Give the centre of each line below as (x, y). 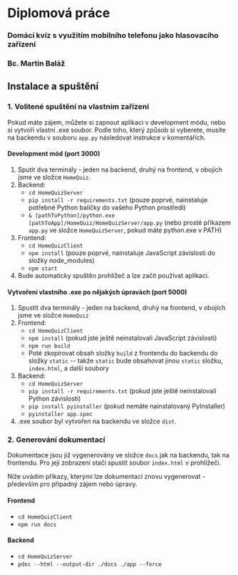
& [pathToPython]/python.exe (72, 215)
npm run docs (37, 524)
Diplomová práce (59, 13)
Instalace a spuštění (53, 87)
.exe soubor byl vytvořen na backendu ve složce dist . (97, 421)
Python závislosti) (55, 399)
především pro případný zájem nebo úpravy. (72, 484)
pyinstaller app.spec (60, 415)
